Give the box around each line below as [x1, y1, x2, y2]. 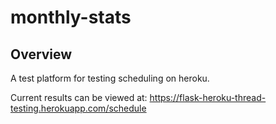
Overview [10, 46, 73, 63]
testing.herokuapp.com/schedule [10, 102, 147, 114]
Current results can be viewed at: [10, 92, 148, 103]
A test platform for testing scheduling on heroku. [10, 72, 210, 84]
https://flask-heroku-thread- [149, 92, 267, 103]
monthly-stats [10, 6, 132, 29]
